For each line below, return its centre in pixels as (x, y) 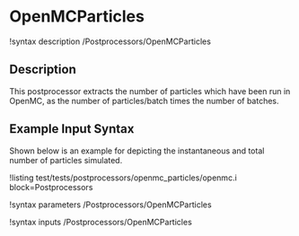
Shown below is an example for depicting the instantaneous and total (137, 151)
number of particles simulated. (66, 160)
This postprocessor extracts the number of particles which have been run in (150, 91)
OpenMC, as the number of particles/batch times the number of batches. (145, 101)
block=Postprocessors (51, 187)
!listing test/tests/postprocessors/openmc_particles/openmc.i (123, 178)
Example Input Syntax (72, 129)
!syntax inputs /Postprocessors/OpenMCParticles (101, 222)
